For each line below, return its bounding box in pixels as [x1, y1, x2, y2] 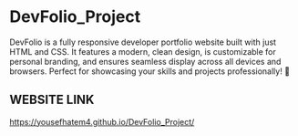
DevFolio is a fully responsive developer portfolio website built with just [9, 37, 276, 47]
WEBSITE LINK [9, 92, 95, 108]
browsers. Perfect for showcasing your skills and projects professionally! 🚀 [9, 66, 290, 77]
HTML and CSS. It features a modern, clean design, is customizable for [9, 46, 276, 57]
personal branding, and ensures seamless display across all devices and [9, 56, 282, 67]
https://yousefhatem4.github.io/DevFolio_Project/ [9, 116, 195, 127]
